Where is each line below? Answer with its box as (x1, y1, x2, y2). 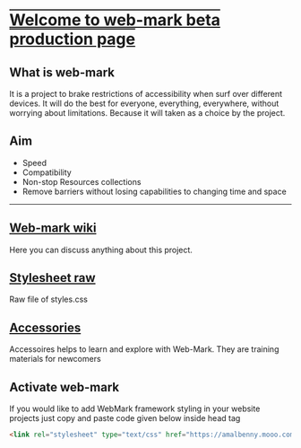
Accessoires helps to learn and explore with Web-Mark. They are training (9, 344, 279, 355)
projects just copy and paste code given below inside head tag (9, 413, 241, 424)
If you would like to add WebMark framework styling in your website (9, 403, 261, 414)
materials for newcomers (9, 354, 101, 365)
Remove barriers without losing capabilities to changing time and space (21, 186, 287, 197)
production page (9, 29, 136, 49)
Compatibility (21, 167, 72, 178)
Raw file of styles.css (9, 294, 88, 305)
